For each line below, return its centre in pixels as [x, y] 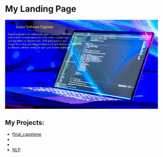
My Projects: [25, 122]
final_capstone [27, 134]
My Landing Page [41, 9]
